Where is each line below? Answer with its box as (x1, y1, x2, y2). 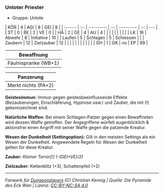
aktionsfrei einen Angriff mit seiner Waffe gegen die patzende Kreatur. (5, 125, 146, 131)
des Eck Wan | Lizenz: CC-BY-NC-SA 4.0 (5, 182, 88, 189)
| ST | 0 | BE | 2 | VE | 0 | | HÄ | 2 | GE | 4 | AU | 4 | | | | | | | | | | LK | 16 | (5, 30, 146, 36)
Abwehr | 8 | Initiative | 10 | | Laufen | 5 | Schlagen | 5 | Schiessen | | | (5, 35, 144, 40)
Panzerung (18, 74, 44, 80)
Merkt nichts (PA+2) (7, 82, 54, 89)
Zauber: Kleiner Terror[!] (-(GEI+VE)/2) (5, 154, 83, 160)
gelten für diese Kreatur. (5, 144, 54, 150)
